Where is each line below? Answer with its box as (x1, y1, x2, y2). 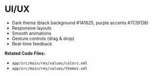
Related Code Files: (4, 50, 46, 56)
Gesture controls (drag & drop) (11, 36, 75, 41)
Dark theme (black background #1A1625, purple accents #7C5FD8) (11, 20, 149, 26)
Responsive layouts (11, 25, 52, 31)
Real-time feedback (11, 40, 52, 46)
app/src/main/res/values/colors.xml (11, 61, 88, 66)
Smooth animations (11, 30, 51, 36)
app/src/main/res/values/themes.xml (11, 66, 88, 71)
